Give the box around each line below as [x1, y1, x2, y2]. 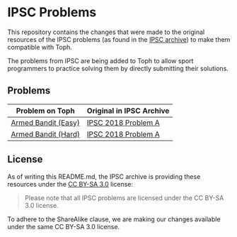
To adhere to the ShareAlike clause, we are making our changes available [7, 214, 221, 224]
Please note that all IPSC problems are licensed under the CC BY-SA [24, 193, 224, 202]
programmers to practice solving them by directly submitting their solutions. [7, 64, 229, 72]
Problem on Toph [16, 106, 76, 116]
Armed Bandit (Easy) [11, 118, 80, 128]
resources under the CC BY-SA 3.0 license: [7, 180, 133, 188]
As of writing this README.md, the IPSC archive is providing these [7, 172, 201, 181]
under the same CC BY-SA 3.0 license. [7, 222, 120, 231]
